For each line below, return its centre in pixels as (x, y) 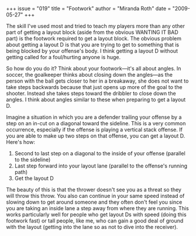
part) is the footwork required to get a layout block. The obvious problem (94, 38)
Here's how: (20, 142)
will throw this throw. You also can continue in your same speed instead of (95, 196)
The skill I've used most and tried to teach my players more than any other (96, 26)
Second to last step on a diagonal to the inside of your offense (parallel (100, 153)
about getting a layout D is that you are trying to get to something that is (93, 45)
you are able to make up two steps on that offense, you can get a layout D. (96, 136)
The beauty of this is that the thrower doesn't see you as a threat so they (94, 189)
